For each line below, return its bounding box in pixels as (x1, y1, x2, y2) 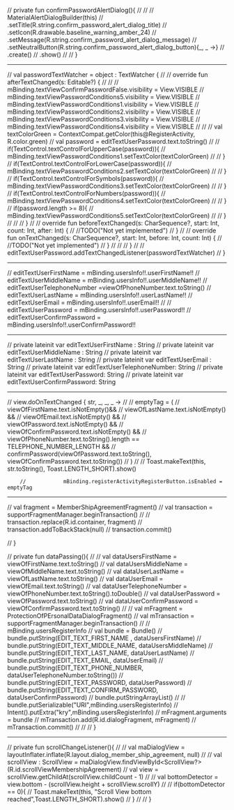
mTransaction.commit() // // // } (7, 723, 96, 731)
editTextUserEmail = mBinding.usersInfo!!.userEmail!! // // (7, 298, 172, 307)
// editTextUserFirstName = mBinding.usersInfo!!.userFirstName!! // (7, 269, 200, 277)
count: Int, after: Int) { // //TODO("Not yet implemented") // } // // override (7, 226, 217, 235)
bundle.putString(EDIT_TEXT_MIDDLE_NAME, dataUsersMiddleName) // (7, 642, 213, 649)
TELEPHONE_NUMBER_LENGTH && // (7, 443, 116, 450)
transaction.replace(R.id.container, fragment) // (7, 518, 143, 526)
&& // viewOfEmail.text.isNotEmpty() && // (7, 413, 127, 421)
